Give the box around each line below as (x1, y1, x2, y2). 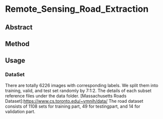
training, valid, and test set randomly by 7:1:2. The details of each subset (5, 88, 152, 93)
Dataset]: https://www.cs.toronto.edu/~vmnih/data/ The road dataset (5, 98, 143, 104)
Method (5, 39, 30, 48)
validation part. (5, 108, 36, 114)
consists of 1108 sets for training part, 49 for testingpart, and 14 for (5, 103, 141, 109)
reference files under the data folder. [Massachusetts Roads (5, 92, 127, 99)
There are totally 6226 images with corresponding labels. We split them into (5, 82, 159, 88)
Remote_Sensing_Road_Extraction (5, 3, 149, 15)
